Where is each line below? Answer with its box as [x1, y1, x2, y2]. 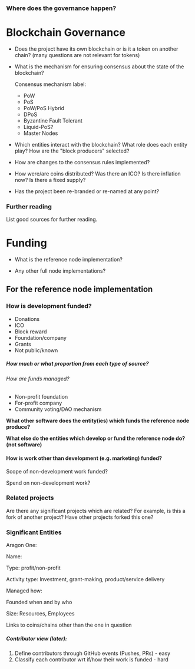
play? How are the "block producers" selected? [14, 147, 130, 154]
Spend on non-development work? [6, 479, 91, 486]
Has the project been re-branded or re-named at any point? [14, 187, 160, 195]
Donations [14, 315, 40, 322]
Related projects [6, 494, 54, 502]
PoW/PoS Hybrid [23, 104, 65, 111]
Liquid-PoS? [23, 123, 54, 130]
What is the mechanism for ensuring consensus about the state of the [14, 63, 184, 70]
